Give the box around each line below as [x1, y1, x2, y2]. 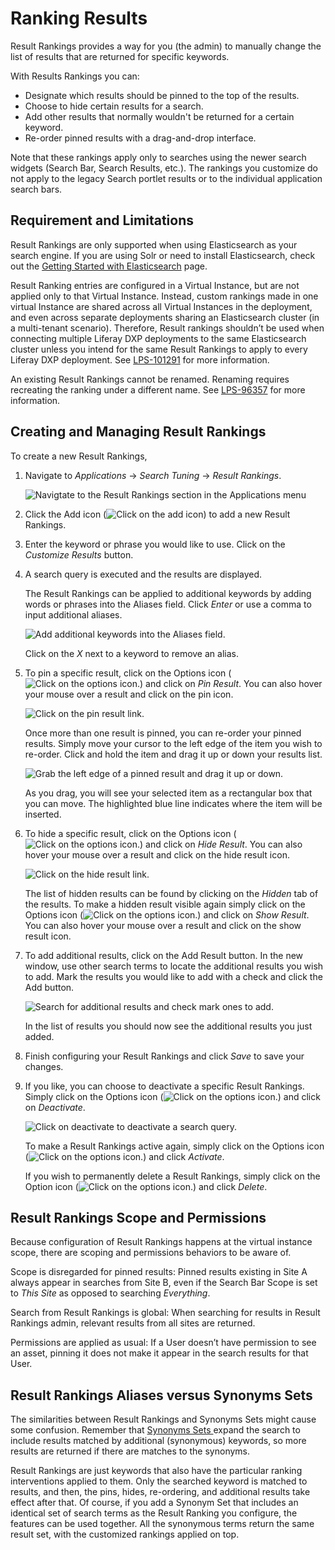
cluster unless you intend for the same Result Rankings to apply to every [10, 343, 308, 355]
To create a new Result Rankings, [10, 450, 148, 462]
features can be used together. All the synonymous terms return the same [10, 1518, 315, 1530]
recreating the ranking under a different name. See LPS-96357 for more [10, 383, 306, 396]
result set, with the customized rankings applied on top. [10, 1528, 240, 1541]
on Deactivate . [24, 1101, 86, 1113]
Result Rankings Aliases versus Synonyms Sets [10, 1387, 313, 1404]
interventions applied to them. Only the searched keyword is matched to [10, 1475, 308, 1487]
